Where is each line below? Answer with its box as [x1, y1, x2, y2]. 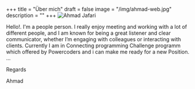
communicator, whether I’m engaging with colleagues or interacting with [6, 36, 181, 42]
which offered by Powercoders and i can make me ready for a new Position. [6, 48, 190, 55]
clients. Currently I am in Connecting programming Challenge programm [6, 42, 181, 49]
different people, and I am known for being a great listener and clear [6, 29, 172, 37]
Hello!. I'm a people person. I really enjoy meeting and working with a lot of [6, 24, 187, 30]
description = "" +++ [6, 12, 57, 19]
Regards [6, 66, 26, 73]
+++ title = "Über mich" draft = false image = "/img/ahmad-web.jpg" [6, 6, 172, 12]
